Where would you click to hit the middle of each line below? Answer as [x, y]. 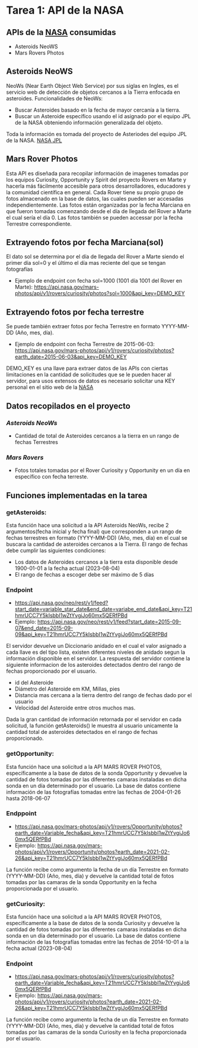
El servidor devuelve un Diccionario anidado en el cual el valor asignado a [96, 646]
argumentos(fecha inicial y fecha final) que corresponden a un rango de [94, 531]
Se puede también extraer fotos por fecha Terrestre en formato [83, 327]
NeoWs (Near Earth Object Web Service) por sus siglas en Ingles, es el [92, 86]
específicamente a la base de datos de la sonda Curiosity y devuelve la [93, 923]
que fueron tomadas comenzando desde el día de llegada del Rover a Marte [99, 211]
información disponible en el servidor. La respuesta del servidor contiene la [98, 658]
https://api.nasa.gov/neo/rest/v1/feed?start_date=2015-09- [109, 622]
